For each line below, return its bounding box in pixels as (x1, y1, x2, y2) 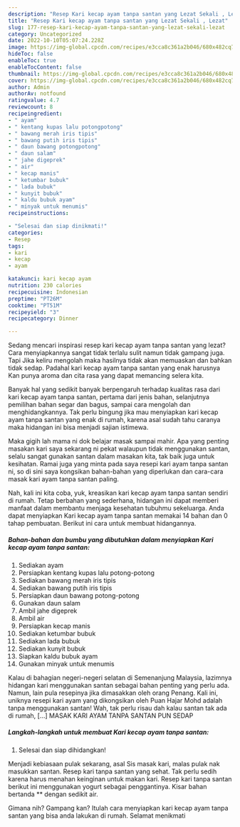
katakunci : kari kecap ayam (8, 276, 92, 283)
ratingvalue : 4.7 (8, 97, 60, 104)
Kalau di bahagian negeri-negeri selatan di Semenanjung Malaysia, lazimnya (8, 673, 232, 682)
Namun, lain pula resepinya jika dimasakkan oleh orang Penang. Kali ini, (8, 688, 219, 697)
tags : (8, 242, 24, 250)
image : (8, 44, 28, 51)
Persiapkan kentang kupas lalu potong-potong (18, 568, 155, 577)
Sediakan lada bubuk (18, 637, 80, 646)
